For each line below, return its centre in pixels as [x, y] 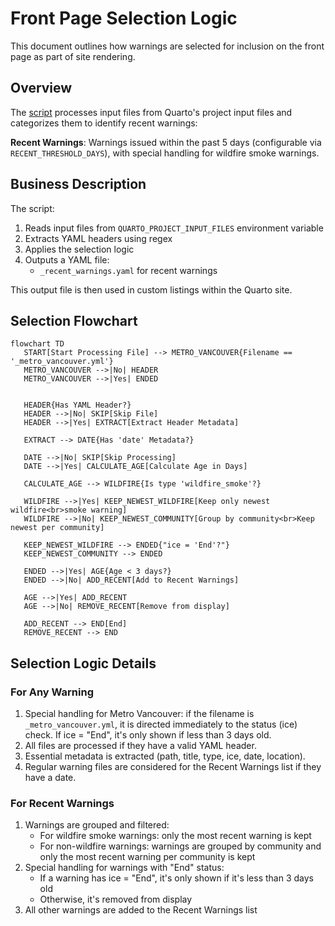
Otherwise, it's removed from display [116, 899]
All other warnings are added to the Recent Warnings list [141, 910]
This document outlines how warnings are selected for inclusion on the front [167, 46]
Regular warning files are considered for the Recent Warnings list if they [173, 767]
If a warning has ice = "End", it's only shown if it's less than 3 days [176, 878]
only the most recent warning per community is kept [147, 857]
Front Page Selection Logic [124, 18]
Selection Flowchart [74, 320]
